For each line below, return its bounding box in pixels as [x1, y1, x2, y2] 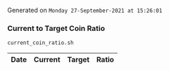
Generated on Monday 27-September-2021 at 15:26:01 [7, 6, 163, 14]
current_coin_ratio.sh [7, 39, 74, 46]
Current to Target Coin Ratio [7, 23, 106, 33]
